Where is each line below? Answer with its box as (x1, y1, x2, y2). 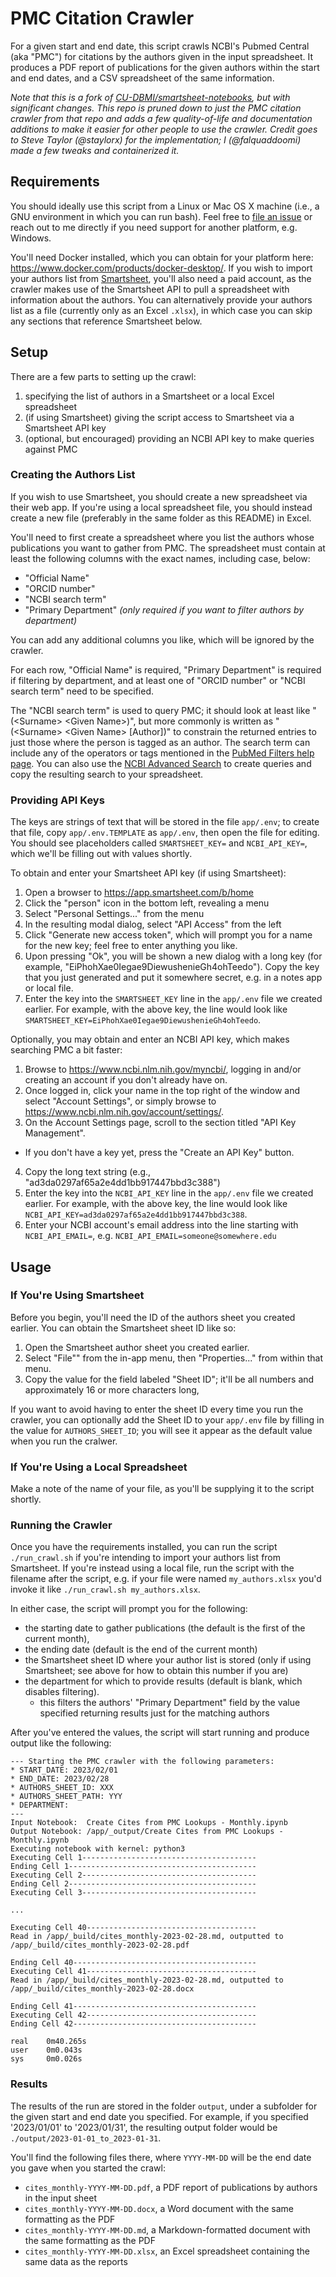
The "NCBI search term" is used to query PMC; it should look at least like (10, 704, 311, 716)
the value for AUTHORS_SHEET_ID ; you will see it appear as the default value (10, 1424, 313, 1436)
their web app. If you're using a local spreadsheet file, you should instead (10, 501, 313, 513)
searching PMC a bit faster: (10, 1044, 123, 1056)
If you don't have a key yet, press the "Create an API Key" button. (24, 1147, 295, 1159)
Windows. (10, 232, 52, 244)
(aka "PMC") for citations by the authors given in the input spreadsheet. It (10, 50, 313, 62)
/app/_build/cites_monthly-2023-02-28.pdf (10, 1940, 190, 1951)
